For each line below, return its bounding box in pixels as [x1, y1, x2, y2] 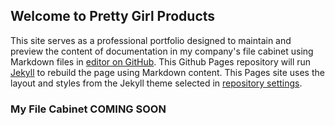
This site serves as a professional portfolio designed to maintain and [10, 34, 292, 46]
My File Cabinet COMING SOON [10, 102, 167, 116]
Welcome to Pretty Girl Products [10, 8, 216, 25]
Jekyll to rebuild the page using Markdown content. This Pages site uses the [10, 66, 325, 78]
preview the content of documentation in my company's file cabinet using [10, 45, 314, 57]
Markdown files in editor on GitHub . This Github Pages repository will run [10, 55, 312, 68]
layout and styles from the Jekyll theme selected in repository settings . [10, 77, 303, 89]
